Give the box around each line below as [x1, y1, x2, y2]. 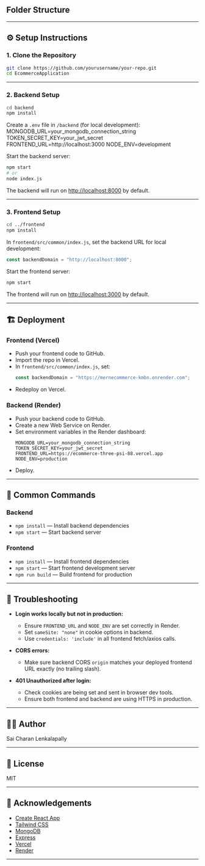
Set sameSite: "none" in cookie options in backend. [24, 628, 154, 636]
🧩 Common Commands [6, 490, 96, 500]
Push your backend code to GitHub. [15, 415, 106, 422]
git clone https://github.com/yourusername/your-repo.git [6, 65, 157, 71]
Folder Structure [6, 5, 70, 15]
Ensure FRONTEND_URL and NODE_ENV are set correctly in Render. [24, 622, 180, 630]
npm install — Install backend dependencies [15, 522, 129, 529]
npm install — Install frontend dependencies [15, 558, 129, 565]
